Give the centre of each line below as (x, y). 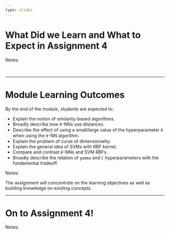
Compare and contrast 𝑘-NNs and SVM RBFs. (60, 152)
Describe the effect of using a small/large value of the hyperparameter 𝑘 (88, 130)
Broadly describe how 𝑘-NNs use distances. (58, 124)
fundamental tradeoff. (35, 163)
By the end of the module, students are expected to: (59, 109)
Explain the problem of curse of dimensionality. (62, 141)
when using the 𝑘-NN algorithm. (46, 135)
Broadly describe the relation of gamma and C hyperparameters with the (86, 158)
